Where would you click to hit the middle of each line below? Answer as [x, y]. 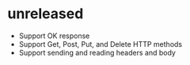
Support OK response [54, 36]
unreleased [46, 14]
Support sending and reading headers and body [97, 52]
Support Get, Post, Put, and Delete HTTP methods [101, 44]
